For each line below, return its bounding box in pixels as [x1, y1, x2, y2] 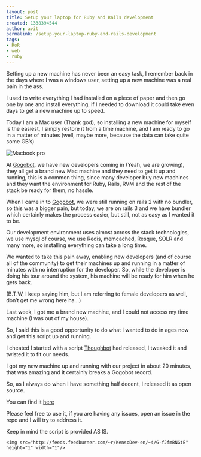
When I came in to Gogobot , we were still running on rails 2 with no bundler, [6, 198, 193, 205]
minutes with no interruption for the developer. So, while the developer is [6, 266, 185, 273]
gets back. [6, 278, 32, 285]
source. [6, 386, 25, 393]
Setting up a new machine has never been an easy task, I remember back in [6, 70, 193, 77]
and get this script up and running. [6, 332, 92, 339]
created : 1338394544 [6, 20, 58, 26]
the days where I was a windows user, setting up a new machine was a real [6, 76, 191, 83]
